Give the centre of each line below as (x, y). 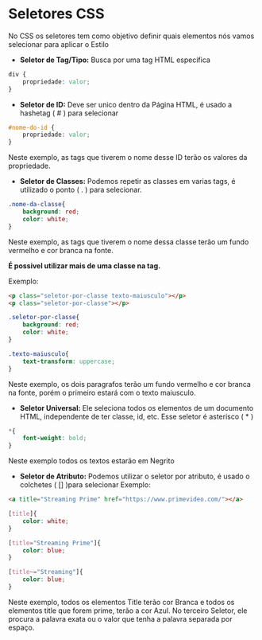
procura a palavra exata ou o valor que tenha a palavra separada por (120, 619)
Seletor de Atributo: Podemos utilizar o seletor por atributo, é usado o (135, 476)
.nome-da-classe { (37, 205)
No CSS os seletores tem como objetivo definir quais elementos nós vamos (131, 36)
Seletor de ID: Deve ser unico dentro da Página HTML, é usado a (126, 104)
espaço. (21, 627)
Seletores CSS (56, 14)
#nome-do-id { (32, 127)
